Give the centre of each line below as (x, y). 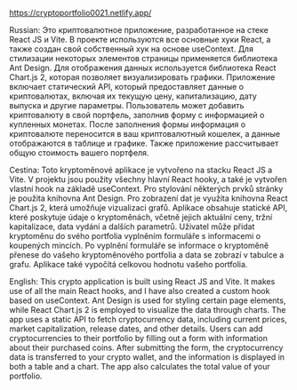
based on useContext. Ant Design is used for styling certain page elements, (148, 300)
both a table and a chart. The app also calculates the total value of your (140, 366)
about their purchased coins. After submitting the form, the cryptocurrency (146, 347)
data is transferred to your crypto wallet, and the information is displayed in (147, 357)
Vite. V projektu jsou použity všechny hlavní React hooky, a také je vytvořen (148, 179)
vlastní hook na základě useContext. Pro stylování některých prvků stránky (146, 189)
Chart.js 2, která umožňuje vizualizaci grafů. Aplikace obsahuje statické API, (148, 207)
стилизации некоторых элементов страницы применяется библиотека (144, 58)
